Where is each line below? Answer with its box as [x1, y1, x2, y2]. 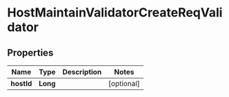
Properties [7, 47, 54, 58]
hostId [10, 79, 32, 88]
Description [62, 67, 102, 76]
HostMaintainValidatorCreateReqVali [7, 5, 223, 21]
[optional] [108, 79, 140, 88]
